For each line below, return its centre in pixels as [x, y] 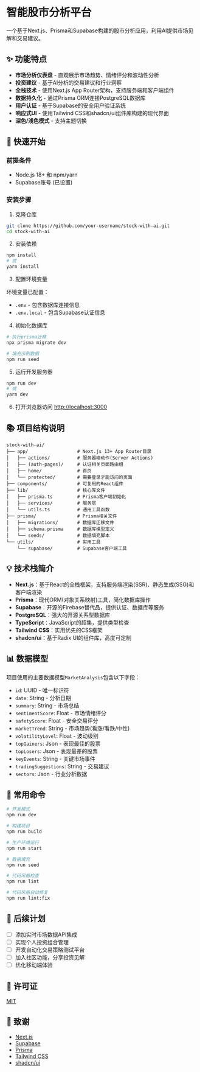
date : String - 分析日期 [43, 698]
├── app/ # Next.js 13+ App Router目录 [79, 452]
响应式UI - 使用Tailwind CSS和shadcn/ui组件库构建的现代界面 [92, 113]
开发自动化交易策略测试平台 [50, 950]
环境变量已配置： [28, 292]
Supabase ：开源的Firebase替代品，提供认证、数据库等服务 [90, 607]
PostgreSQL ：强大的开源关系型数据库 [63, 615]
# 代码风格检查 [23, 876]
